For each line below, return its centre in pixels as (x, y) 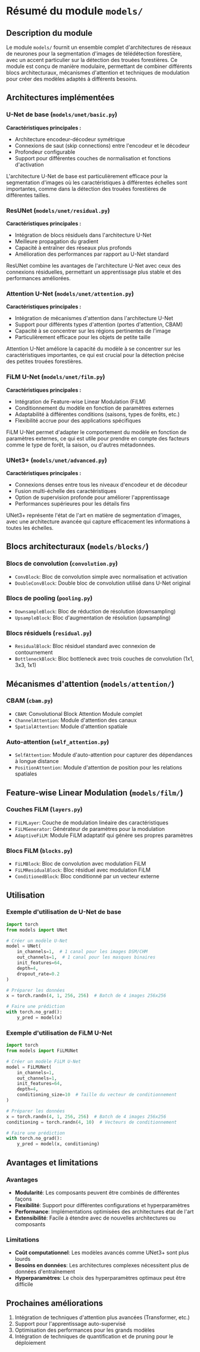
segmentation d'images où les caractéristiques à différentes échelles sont (97, 182)
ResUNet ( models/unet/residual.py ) (58, 210)
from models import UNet (37, 930)
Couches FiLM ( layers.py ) (45, 810)
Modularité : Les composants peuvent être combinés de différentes (97, 1192)
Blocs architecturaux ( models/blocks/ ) (77, 547)
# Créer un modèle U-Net (37, 941)
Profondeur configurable (45, 152)
